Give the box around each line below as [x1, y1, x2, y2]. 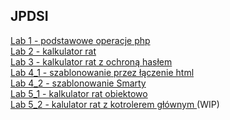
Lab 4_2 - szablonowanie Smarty [10, 77, 147, 89]
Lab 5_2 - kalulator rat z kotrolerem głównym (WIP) [10, 98, 220, 110]
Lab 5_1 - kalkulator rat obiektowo [10, 87, 148, 99]
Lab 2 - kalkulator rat [10, 45, 97, 57]
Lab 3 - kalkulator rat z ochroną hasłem [10, 55, 173, 68]
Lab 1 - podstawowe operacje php [10, 34, 151, 46]
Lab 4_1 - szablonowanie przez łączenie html [10, 66, 195, 78]
